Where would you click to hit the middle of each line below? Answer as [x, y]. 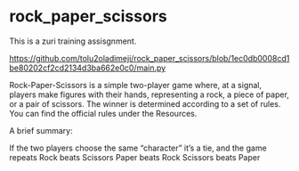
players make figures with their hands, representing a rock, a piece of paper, [149, 94]
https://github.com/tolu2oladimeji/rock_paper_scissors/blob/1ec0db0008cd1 [149, 58]
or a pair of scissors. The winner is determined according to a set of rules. [145, 103]
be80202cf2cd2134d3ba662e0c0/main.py [88, 68]
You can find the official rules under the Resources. [103, 113]
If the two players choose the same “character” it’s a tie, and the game [138, 148]
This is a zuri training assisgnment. [73, 41]
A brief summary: [41, 130]
